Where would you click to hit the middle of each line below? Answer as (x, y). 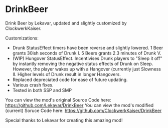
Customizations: (22, 38)
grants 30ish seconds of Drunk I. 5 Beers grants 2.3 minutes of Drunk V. (87, 53)
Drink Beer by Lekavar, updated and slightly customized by (66, 23)
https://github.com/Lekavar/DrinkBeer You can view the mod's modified (79, 105)
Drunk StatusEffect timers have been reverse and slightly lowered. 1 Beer (88, 47)
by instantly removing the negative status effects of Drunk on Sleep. (83, 63)
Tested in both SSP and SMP (42, 90)
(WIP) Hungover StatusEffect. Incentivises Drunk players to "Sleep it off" (87, 58)
